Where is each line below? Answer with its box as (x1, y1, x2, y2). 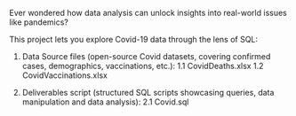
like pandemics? (9, 17, 69, 27)
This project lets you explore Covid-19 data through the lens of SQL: (9, 35, 259, 44)
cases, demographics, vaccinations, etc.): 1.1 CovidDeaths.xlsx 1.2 (21, 61, 264, 71)
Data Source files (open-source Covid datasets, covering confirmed (21, 51, 271, 61)
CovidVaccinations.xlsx (21, 70, 108, 81)
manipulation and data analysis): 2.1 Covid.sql (21, 97, 189, 107)
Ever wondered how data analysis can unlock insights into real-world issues (9, 8, 287, 18)
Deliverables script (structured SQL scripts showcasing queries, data (21, 88, 275, 97)
